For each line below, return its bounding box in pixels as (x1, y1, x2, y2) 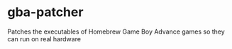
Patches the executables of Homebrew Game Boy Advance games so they (7, 27, 225, 36)
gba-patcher (7, 4, 84, 20)
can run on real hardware (7, 34, 82, 43)
